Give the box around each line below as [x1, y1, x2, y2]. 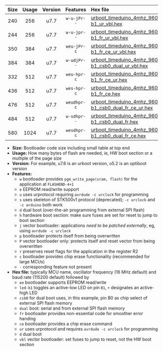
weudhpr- [65, 100, 86, 105]
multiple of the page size [12, 155, 62, 161]
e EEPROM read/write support [19, 186, 79, 192]
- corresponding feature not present [19, 264, 92, 270]
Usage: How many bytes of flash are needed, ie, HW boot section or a [12, 150, 153, 156]
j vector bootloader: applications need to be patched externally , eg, [19, 222, 155, 228]
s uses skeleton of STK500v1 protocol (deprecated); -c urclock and [19, 197, 155, 203]
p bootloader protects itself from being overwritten [19, 233, 120, 239]
